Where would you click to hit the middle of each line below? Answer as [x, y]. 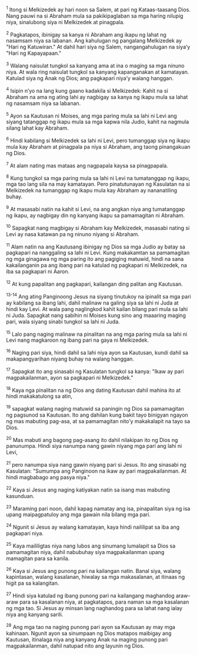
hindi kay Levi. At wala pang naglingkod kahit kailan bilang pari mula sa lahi [97, 309]
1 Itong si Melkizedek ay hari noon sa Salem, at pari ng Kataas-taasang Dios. [98, 9]
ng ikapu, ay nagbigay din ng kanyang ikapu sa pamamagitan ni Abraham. [96, 215]
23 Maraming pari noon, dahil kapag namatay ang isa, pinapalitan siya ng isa [98, 508]
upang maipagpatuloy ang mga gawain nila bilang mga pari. [79, 515]
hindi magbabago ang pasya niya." [48, 477]
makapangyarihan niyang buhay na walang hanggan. [70, 359]
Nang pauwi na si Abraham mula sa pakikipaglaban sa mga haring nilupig [95, 16]
